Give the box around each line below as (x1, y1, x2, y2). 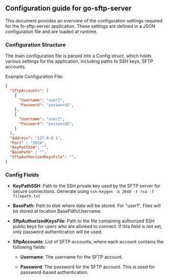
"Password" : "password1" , (18, 102, 74, 108)
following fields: (12, 244, 46, 250)
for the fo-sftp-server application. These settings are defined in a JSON (5, 23, 156, 29)
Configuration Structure (5, 41, 66, 48)
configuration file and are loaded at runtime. (5, 28, 98, 35)
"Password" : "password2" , (18, 121, 74, 126)
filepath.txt (12, 194, 41, 199)
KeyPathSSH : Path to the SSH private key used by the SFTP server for (12, 183, 160, 189)
